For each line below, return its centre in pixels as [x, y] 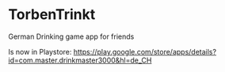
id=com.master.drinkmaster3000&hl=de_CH [80, 60]
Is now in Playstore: [40, 51]
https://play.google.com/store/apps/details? [145, 51]
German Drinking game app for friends [71, 36]
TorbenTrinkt [52, 15]
